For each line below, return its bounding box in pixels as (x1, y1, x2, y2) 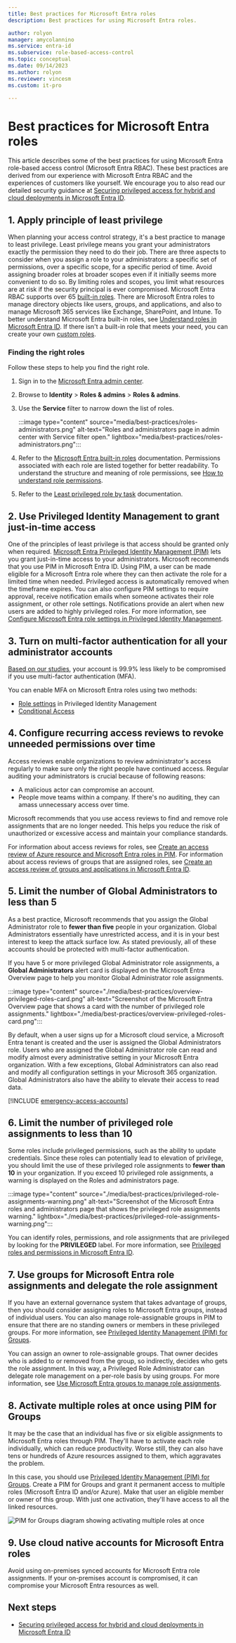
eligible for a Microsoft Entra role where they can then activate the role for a (8, 570, 228, 579)
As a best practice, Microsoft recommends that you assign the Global (8, 915, 209, 923)
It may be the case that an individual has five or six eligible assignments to (8, 1429, 223, 1438)
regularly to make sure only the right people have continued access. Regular (8, 764, 229, 773)
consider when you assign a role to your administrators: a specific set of (8, 255, 217, 264)
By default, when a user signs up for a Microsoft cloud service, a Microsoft (8, 1031, 224, 1039)
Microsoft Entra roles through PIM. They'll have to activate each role (8, 1437, 205, 1445)
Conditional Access (18, 707, 75, 716)
